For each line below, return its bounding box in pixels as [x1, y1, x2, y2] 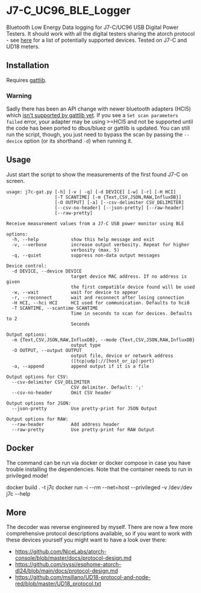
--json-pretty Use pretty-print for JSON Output [11, 405, 158, 411]
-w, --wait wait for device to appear [11, 289, 138, 295]
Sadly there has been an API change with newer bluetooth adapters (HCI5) [6, 105, 191, 112]
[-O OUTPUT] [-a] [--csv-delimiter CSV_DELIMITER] [54, 199, 185, 205]
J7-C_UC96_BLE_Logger [6, 4, 131, 18]
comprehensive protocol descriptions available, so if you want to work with [6, 530, 193, 537]
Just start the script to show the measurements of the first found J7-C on [6, 170, 188, 178]
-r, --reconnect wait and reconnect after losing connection [11, 294, 185, 301]
